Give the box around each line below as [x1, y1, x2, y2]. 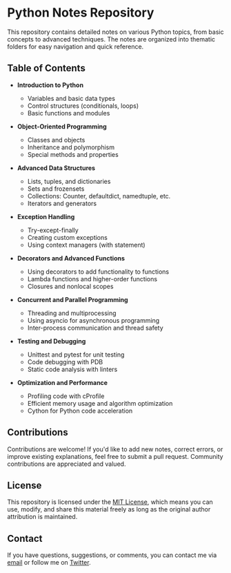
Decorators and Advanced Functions [17, 254, 125, 262]
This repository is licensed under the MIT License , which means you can [7, 498, 214, 506]
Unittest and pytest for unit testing [27, 350, 125, 359]
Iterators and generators [27, 199, 97, 207]
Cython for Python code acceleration [27, 406, 133, 415]
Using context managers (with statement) [27, 241, 146, 249]
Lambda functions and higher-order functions [27, 274, 157, 283]
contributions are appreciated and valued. [7, 460, 126, 468]
